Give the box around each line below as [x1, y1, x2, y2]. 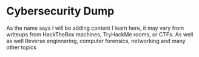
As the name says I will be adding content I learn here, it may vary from [6, 24, 184, 32]
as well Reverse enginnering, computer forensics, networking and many [6, 37, 186, 44]
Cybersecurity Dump [6, 4, 115, 18]
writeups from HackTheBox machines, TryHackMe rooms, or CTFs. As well [6, 30, 194, 38]
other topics [6, 44, 36, 51]
